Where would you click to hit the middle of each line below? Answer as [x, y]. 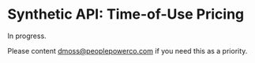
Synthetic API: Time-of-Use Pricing [126, 14]
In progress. [27, 36]
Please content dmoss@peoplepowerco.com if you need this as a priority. [127, 51]
